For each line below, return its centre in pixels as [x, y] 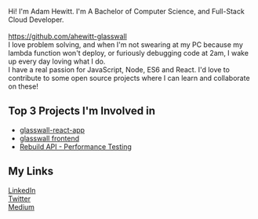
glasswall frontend [49, 138]
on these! [24, 86]
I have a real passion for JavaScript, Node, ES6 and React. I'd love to [119, 69]
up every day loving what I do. [57, 61]
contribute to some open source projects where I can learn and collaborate [129, 78]
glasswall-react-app [52, 130]
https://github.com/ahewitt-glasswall [67, 36]
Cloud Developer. [36, 20]
